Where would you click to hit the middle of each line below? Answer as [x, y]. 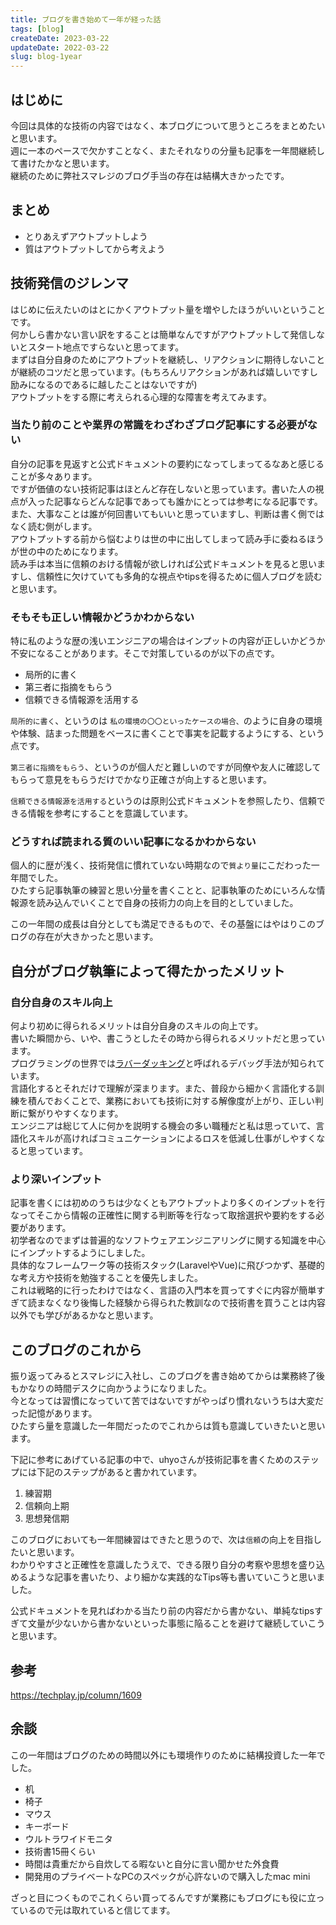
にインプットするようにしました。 [80, 1253]
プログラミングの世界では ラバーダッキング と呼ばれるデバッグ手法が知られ [163, 1063]
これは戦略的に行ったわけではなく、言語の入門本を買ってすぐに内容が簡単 [163, 1290]
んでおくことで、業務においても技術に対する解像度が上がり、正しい [175, 1101]
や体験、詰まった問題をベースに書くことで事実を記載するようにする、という [167, 733]
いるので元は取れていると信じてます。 [97, 1910]
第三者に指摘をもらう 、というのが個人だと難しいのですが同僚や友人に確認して [166, 767]
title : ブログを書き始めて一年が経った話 [86, 19]
